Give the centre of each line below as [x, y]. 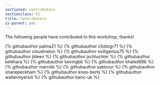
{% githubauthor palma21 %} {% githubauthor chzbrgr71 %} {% [69, 46]
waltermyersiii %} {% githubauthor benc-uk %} [52, 77]
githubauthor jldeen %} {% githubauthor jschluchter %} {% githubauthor [78, 57]
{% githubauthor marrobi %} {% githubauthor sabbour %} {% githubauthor [80, 67]
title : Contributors [26, 18]
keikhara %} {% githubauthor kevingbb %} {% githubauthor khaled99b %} [80, 62]
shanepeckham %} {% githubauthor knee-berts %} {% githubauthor [73, 72]
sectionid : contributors [30, 9]
